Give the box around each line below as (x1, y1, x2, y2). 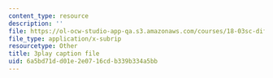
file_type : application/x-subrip (8, 34, 122, 43)
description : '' (8, 19, 63, 28)
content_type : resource (8, 11, 89, 20)
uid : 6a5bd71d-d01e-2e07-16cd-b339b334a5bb (8, 58, 158, 66)
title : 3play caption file (8, 50, 100, 58)
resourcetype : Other (8, 42, 79, 50)
